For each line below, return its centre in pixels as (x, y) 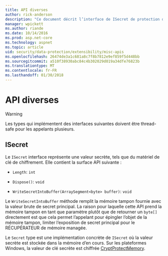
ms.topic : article (24, 47)
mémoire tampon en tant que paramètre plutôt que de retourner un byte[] (81, 212)
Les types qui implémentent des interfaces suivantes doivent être (72, 123)
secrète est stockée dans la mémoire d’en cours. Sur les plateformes (76, 243)
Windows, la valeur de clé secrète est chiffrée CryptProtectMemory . (75, 248)
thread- (148, 123)
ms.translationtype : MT (30, 66)
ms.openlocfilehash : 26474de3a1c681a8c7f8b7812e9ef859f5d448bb (72, 56)
